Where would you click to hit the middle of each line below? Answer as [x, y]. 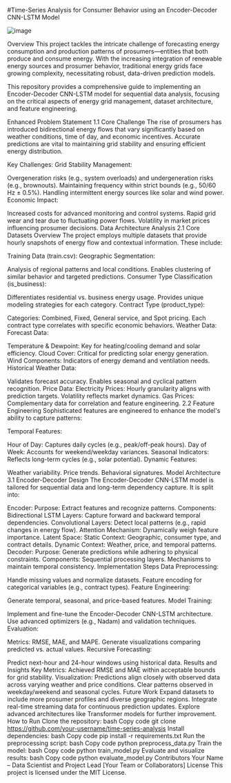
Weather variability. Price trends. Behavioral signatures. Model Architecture [114, 472]
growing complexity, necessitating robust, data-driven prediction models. [111, 73]
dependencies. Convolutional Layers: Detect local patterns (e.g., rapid [107, 522]
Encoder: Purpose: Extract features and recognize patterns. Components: [112, 508]
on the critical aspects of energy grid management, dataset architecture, [110, 101]
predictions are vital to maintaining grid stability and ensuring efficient [107, 144]
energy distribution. [35, 151]
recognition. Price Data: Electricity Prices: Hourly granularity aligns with [109, 388]
